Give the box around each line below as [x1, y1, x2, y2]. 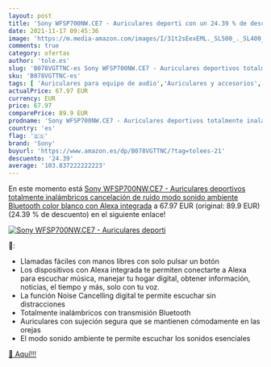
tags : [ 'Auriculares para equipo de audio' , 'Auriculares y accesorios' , [8, 79, 262, 87]
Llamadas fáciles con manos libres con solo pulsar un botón [19, 256, 219, 266]
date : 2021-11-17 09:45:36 [8, 27, 99, 35]
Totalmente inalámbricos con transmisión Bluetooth [19, 308, 191, 318]
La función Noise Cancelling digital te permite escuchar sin [19, 291, 216, 301]
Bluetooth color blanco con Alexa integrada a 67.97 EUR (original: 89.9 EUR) [8, 201, 261, 211]
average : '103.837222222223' [8, 162, 106, 170]
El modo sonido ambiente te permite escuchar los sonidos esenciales [19, 334, 251, 344]
